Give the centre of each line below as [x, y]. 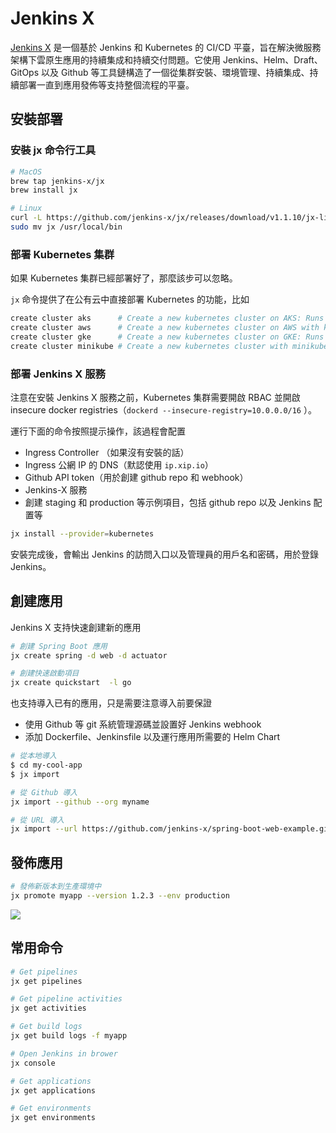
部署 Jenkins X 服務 [58, 374]
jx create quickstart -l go [71, 683]
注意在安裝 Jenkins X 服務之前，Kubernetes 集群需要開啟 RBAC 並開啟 [155, 397]
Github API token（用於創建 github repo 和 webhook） [136, 477]
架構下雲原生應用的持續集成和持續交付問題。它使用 [115, 59]
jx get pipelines [46, 981]
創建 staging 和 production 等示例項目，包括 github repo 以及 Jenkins [168, 502]
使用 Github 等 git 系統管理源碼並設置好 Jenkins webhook [143, 724]
